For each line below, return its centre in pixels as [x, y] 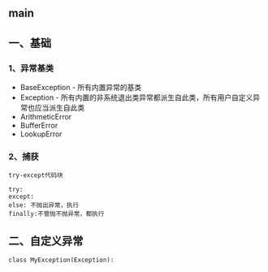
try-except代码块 [36, 175]
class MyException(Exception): [61, 260]
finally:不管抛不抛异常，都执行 [56, 214]
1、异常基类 [31, 68]
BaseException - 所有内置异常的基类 [81, 88]
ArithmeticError [46, 117]
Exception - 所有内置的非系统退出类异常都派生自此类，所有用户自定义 [136, 97]
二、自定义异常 [46, 241]
